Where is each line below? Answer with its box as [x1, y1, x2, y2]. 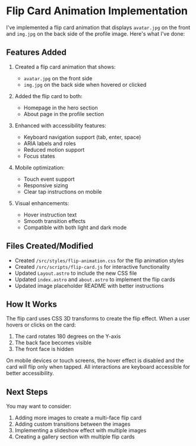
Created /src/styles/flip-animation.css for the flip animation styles [14, 257, 184, 264]
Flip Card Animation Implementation [6, 4, 188, 18]
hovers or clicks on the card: [6, 321, 76, 328]
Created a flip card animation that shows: [14, 63, 116, 70]
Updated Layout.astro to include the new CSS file [14, 269, 137, 277]
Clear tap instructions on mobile [23, 188, 102, 195]
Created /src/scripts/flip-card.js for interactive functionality [14, 263, 170, 270]
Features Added [6, 48, 67, 58]
